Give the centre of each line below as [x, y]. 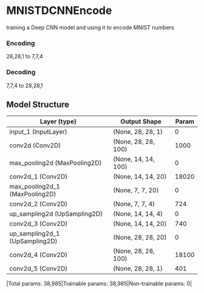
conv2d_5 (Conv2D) [39, 269]
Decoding [21, 72]
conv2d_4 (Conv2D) [39, 255]
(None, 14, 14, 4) [138, 214]
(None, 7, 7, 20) [136, 190]
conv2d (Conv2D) [35, 145]
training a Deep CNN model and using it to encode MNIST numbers [90, 27]
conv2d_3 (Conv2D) [39, 224]
